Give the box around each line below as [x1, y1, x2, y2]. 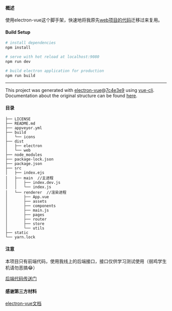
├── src [5, 165, 22, 171]
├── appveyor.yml [5, 125, 42, 130]
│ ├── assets [5, 199, 47, 204]
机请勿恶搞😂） [5, 265, 38, 271]
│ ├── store [5, 221, 45, 226]
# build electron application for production [5, 68, 104, 74]
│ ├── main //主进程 [5, 175, 54, 181]
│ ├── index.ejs [5, 170, 45, 175]
